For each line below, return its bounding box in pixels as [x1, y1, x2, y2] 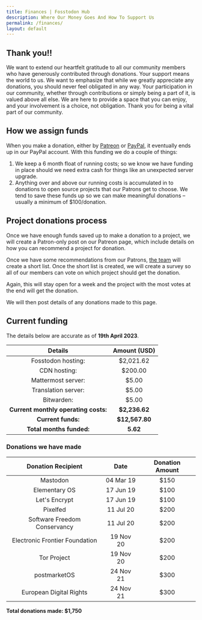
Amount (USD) [112, 346, 156, 355]
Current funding [6, 316, 68, 327]
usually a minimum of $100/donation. [14, 198, 107, 205]
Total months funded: [26, 425, 90, 433]
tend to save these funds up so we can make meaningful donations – [14, 192, 186, 199]
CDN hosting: [38, 366, 77, 375]
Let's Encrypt [35, 496, 74, 504]
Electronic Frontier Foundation [11, 536, 97, 544]
